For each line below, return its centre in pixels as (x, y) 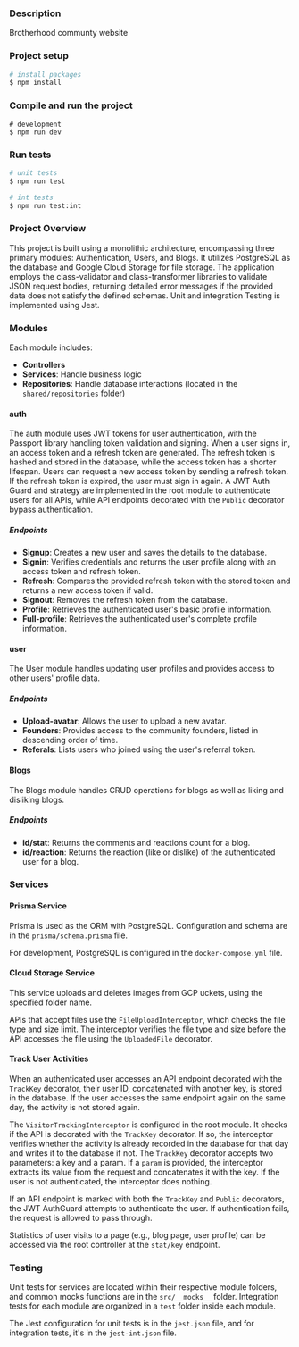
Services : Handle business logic (82, 374)
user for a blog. (50, 861)
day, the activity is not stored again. (75, 1108)
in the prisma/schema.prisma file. (68, 935)
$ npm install (36, 83)
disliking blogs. (37, 799)
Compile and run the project (71, 105)
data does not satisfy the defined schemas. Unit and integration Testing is (145, 295)
